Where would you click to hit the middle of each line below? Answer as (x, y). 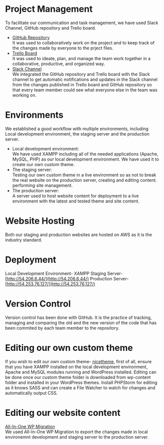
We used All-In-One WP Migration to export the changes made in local (77, 432)
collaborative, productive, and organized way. (58, 64)
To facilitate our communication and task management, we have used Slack (82, 23)
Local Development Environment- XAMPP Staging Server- (64, 273)
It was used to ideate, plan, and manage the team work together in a (82, 58)
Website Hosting (40, 221)
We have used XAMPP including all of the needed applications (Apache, (85, 154)
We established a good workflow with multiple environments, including (77, 129)
